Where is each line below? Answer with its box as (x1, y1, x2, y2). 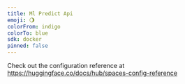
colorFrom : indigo (7, 23, 61, 30)
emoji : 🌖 (7, 17, 35, 24)
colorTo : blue (7, 29, 49, 37)
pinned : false (7, 42, 49, 49)
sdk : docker (7, 36, 42, 43)
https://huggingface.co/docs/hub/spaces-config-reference (7, 69, 178, 77)
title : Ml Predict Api (7, 10, 73, 17)
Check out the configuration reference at (7, 62, 125, 69)
